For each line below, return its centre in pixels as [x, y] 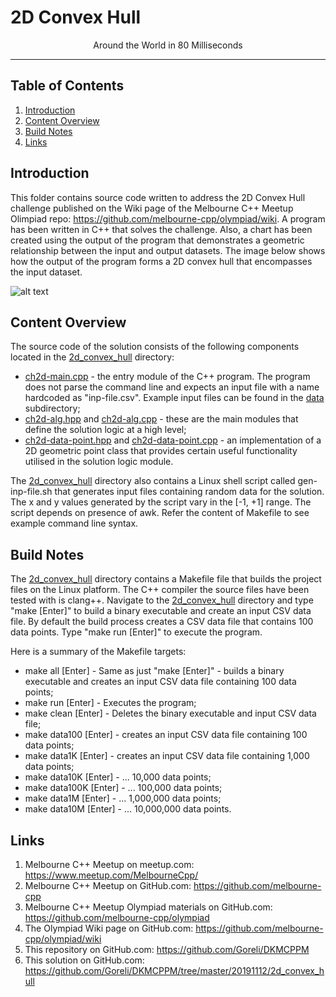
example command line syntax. [74, 523]
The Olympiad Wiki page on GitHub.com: [109, 928]
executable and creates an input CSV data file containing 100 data [160, 682]
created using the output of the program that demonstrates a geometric [157, 240]
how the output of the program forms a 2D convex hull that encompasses [161, 261]
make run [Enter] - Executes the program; [110, 703]
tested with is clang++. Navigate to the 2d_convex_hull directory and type [162, 600]
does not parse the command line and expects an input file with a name [172, 387]
